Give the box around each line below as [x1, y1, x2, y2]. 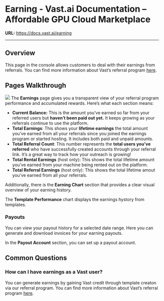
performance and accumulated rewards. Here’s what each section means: [5, 100, 154, 106]
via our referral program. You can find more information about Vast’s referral [5, 285, 158, 291]
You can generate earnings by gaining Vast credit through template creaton [5, 279, 157, 285]
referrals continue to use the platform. [12, 120, 89, 126]
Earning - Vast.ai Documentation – [5, 3, 147, 15]
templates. [5, 201, 26, 207]
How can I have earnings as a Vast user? [5, 269, 103, 276]
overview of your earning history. [5, 187, 72, 193]
